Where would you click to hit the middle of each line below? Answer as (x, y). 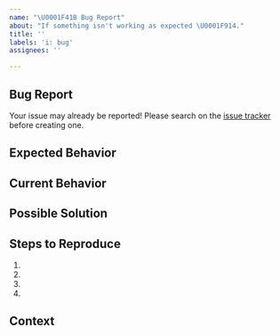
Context (32, 321)
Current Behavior (58, 183)
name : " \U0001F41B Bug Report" (67, 17)
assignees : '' (36, 51)
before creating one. (47, 124)
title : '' (28, 34)
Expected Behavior (63, 153)
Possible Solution (59, 214)
